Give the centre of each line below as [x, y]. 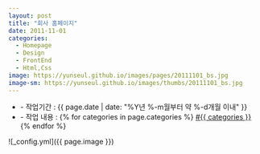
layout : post [30, 16]
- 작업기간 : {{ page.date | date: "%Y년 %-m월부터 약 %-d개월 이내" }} [134, 107]
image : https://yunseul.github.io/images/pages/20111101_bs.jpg [118, 75]
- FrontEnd [34, 61]
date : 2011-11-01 [37, 30]
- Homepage [34, 46]
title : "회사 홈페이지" [43, 23]
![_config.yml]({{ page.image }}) [61, 141]
